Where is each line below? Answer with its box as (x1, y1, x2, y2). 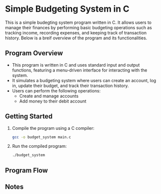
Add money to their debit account (19, 98, 86, 104)
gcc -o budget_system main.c (12, 135, 71, 140)
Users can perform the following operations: (12, 88, 101, 93)
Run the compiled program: (12, 143, 67, 149)
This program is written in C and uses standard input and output (12, 62, 140, 68)
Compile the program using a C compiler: (12, 125, 95, 131)
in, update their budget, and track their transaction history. (12, 83, 129, 88)
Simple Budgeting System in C (5, 3, 129, 15)
